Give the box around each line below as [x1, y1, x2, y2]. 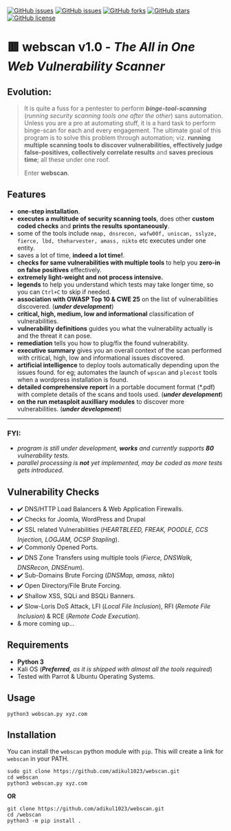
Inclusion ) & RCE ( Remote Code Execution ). [16, 612, 140, 620]
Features [7, 189, 46, 201]
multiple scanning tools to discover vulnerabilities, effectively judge [23, 141, 223, 149]
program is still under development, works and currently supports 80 [16, 444, 214, 453]
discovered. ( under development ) [16, 302, 114, 310]
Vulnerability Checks [7, 486, 100, 497]
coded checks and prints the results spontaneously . [16, 221, 170, 230]
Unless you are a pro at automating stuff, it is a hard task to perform [23, 119, 216, 127]
